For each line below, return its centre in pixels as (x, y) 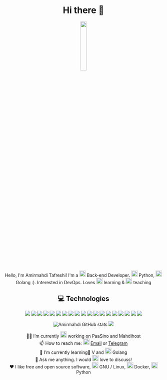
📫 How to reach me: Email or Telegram (83, 343)
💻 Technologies (83, 299)
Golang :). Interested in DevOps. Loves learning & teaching (83, 282)
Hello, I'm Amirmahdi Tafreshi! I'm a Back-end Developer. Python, (80, 275)
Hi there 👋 (83, 10)
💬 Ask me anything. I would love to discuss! (83, 359)
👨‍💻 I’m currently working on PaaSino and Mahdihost (83, 336)
